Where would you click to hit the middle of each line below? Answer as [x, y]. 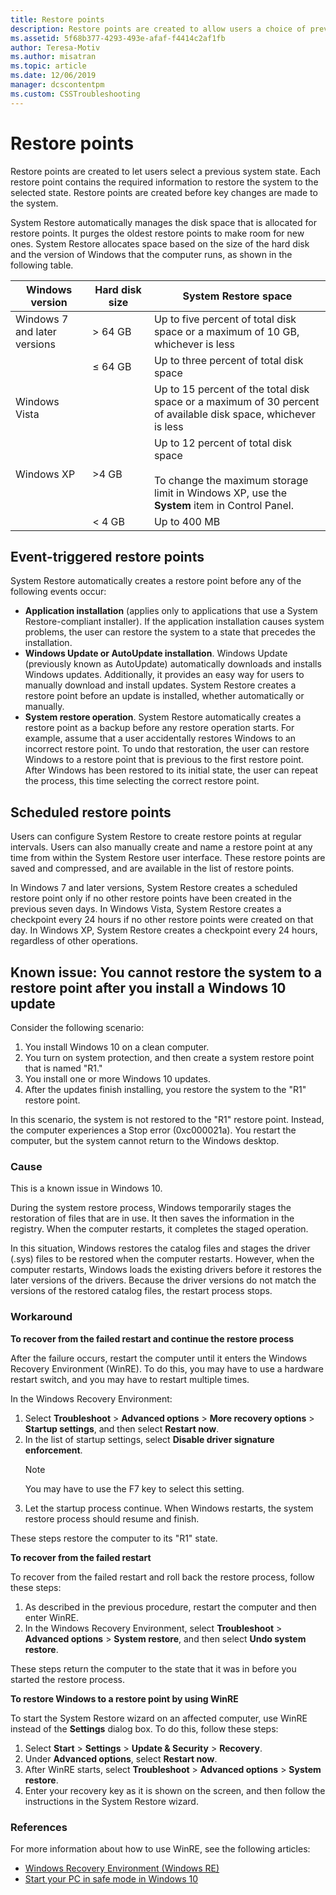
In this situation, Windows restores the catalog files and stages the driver [160, 1248]
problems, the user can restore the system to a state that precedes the [170, 632]
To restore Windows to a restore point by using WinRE [124, 1698]
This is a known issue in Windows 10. [86, 1188]
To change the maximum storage [231, 480]
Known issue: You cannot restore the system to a [166, 972]
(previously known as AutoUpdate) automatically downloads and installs [173, 664]
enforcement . [53, 1450]
